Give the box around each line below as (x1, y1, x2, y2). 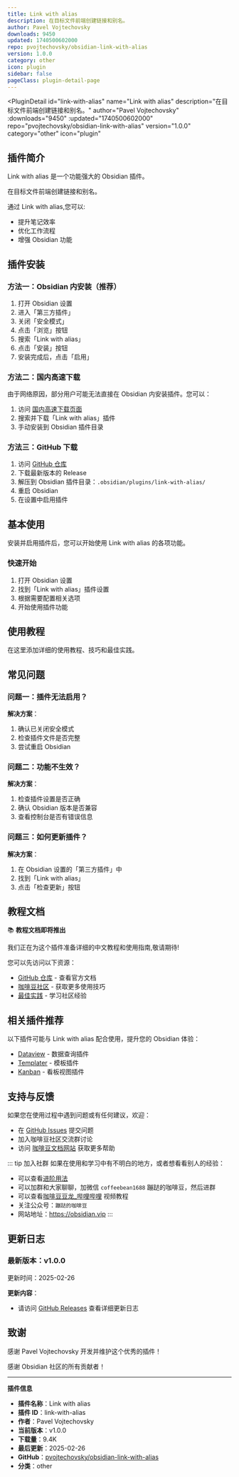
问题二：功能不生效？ (7, 762, 80, 771)
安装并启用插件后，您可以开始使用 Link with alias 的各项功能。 (7, 539, 190, 547)
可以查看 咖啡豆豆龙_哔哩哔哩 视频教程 (17, 1192, 129, 1201)
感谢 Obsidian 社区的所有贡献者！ (7, 1362, 106, 1371)
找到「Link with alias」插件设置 (17, 584, 110, 593)
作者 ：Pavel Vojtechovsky (17, 1417, 95, 1426)
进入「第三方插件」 (17, 308, 75, 316)
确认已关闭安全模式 (17, 725, 75, 734)
